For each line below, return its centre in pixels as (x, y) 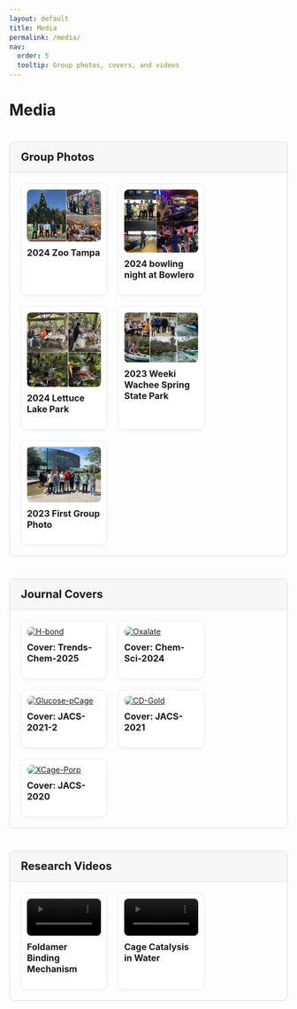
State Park (146, 395)
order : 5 (33, 56)
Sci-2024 (144, 658)
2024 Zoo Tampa (64, 253)
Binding (43, 958)
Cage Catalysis (156, 946)
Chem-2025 (53, 658)
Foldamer (47, 946)
